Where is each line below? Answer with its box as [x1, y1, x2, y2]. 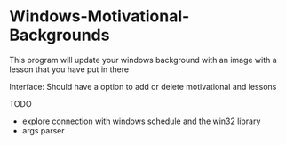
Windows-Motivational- [9, 6, 190, 27]
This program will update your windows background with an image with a [9, 54, 277, 65]
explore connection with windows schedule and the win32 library [21, 116, 261, 126]
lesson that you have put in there [9, 64, 130, 75]
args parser [21, 125, 65, 135]
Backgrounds [9, 25, 110, 45]
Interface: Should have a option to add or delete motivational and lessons [9, 81, 277, 92]
